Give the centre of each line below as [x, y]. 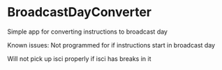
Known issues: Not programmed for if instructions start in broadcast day [111, 45]
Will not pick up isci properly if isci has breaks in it [79, 58]
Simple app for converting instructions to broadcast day [87, 31]
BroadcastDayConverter [80, 12]
